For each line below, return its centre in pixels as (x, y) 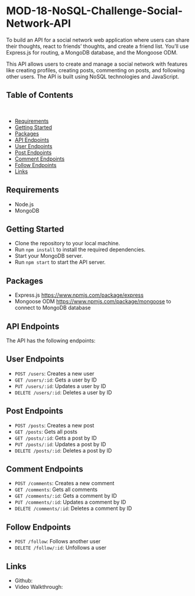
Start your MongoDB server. (49, 256)
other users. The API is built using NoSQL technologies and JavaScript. (92, 76)
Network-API (38, 23)
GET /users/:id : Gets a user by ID (56, 380)
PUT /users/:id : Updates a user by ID (60, 386)
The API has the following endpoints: (51, 341)
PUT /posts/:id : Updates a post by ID (60, 444)
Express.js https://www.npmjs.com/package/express (79, 295)
